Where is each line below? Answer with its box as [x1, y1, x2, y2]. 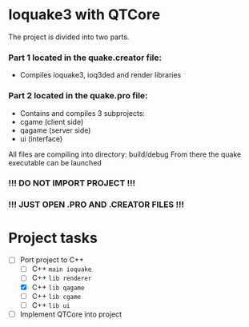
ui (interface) [19, 134, 63, 143]
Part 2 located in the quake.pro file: [8, 90, 148, 102]
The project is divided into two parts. [8, 32, 130, 42]
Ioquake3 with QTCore [8, 6, 161, 24]
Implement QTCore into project [19, 309, 122, 319]
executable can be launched [8, 158, 102, 167]
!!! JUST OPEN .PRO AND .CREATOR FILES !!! [8, 199, 184, 210]
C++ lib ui [31, 300, 70, 309]
